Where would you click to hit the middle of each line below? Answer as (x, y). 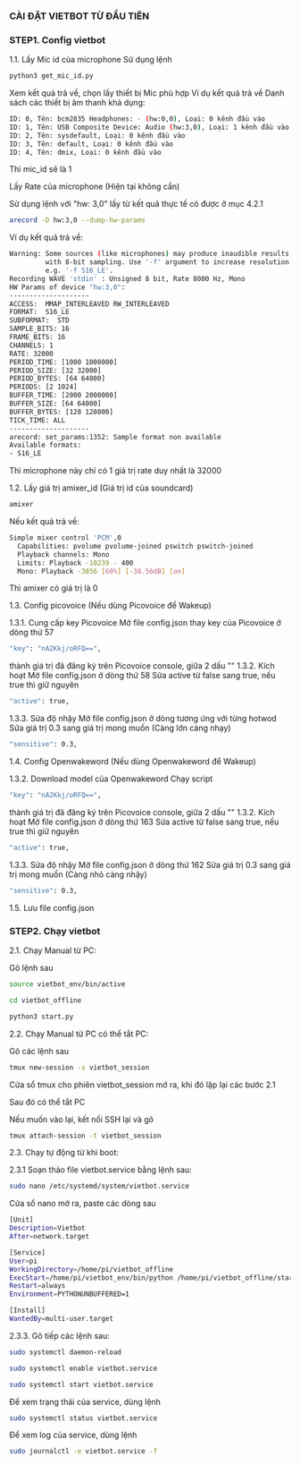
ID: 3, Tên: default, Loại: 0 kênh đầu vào (92, 144)
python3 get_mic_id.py (51, 76)
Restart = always (37, 1286)
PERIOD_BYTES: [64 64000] (57, 379)
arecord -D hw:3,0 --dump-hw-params (77, 220)
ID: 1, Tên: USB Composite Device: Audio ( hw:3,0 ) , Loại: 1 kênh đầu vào (150, 127)
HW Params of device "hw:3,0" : (67, 287)
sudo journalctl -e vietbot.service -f (83, 1452)
